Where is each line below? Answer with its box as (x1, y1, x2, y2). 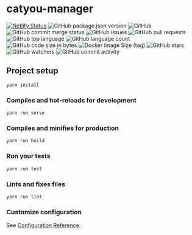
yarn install (6, 82, 40, 88)
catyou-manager (6, 2, 94, 16)
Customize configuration (6, 208, 82, 216)
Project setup (6, 66, 59, 76)
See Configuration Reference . (6, 222, 81, 229)
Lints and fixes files (6, 179, 66, 188)
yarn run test (6, 165, 43, 172)
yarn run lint (6, 193, 43, 200)
